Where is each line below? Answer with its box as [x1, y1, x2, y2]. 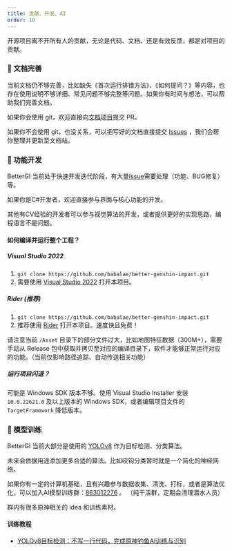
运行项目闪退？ [7, 370, 50, 378]
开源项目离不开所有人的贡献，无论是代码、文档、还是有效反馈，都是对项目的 [7, 36, 225, 45]
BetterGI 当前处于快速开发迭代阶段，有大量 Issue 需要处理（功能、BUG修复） [7, 172, 224, 180]
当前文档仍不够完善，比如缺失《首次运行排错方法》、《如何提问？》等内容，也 [7, 81, 225, 89]
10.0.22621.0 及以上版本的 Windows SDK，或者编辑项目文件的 [7, 397, 185, 405]
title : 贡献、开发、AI [7, 10, 66, 17]
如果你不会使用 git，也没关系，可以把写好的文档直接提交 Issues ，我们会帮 [7, 127, 220, 135]
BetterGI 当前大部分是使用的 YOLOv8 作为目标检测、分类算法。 [7, 441, 186, 449]
